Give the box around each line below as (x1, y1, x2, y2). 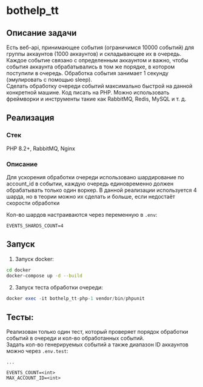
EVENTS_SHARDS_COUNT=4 (6, 222, 64, 229)
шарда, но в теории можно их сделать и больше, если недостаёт (6, 193, 176, 200)
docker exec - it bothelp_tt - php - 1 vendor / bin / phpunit (6, 295, 145, 302)
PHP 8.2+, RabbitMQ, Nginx (6, 145, 76, 152)
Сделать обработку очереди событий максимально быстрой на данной (6, 82, 193, 90)
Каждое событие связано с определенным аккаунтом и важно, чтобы (6, 57, 188, 64)
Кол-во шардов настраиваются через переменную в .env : (6, 211, 158, 218)
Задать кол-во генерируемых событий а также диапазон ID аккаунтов (6, 341, 189, 348)
